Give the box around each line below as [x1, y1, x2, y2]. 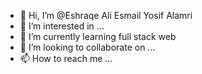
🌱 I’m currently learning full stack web [19, 31, 177, 42]
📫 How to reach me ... [19, 53, 113, 64]
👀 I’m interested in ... [19, 20, 105, 32]
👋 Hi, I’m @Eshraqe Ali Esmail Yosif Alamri [19, 10, 193, 21]
